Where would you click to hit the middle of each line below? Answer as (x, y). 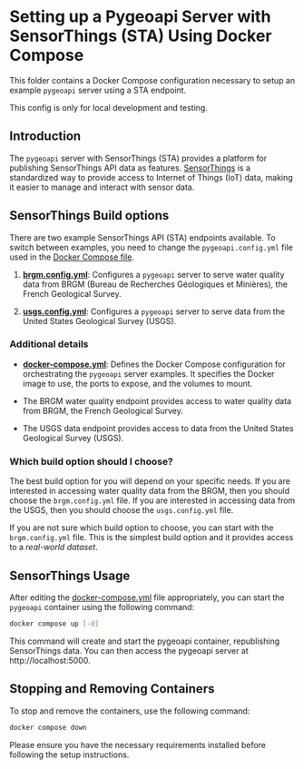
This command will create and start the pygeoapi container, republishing (145, 641)
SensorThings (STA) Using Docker (141, 36)
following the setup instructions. (69, 754)
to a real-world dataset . (54, 547)
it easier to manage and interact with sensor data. (102, 187)
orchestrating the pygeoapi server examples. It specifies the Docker (148, 373)
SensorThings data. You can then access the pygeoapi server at (129, 650)
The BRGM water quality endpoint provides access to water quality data (157, 400)
